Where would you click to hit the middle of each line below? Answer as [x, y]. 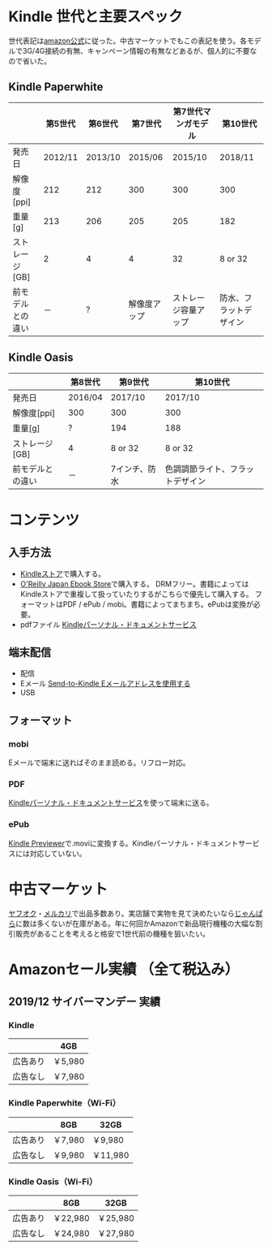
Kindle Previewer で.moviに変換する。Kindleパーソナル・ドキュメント [123, 843]
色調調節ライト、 [198, 469]
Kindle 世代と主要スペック [96, 17]
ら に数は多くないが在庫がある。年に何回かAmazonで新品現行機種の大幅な [132, 923]
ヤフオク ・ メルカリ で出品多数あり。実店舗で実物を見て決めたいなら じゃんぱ [136, 913]
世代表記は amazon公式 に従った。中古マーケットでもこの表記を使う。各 [128, 41]
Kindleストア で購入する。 [63, 573]
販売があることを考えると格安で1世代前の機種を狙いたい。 [113, 933]
